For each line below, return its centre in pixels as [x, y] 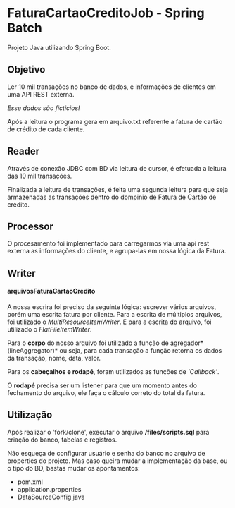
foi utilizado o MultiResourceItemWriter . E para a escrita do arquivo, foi [110, 322]
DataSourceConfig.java [51, 497]
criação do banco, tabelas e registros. [62, 440]
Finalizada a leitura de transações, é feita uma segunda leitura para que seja [118, 189]
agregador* [187, 343]
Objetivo [26, 69]
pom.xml [30, 482]
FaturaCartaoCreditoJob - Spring [106, 13]
